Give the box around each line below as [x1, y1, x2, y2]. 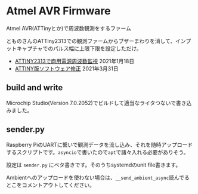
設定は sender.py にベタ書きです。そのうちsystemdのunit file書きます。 [6, 161, 181, 168]
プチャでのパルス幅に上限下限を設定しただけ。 [26, 45, 142, 52]
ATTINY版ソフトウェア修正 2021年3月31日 [14, 64, 119, 72]
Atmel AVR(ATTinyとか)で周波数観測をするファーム [6, 24, 131, 32]
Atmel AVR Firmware [6, 4, 112, 18]
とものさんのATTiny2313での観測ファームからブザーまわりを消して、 [6, 37, 176, 44]
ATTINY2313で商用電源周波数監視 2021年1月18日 [14, 57, 135, 64]
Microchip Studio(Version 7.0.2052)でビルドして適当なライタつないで [6, 99, 176, 106]
